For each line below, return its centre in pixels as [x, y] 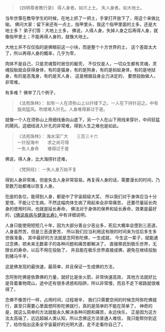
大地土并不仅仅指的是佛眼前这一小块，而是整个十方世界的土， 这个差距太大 [81, 47]
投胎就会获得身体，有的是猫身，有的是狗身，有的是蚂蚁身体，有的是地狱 [82, 70]
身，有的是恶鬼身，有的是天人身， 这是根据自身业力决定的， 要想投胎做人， [82, 76]
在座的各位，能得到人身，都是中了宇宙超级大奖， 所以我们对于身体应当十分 [81, 196]
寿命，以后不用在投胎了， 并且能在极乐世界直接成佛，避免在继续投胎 [87, 250]
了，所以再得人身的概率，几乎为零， [42, 53]
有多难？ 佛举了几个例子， [31, 92]
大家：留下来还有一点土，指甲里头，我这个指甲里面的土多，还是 [88, 24]
